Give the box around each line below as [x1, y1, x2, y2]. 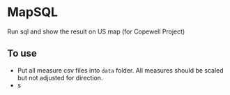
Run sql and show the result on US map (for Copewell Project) [7, 27, 185, 36]
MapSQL [7, 4, 58, 20]
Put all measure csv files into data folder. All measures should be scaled [17, 66, 224, 74]
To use [7, 47, 37, 59]
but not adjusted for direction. [17, 73, 103, 82]
